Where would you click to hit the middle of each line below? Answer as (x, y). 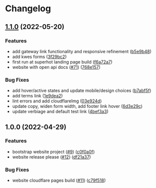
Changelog (28, 9)
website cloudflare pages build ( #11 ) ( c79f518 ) (59, 181)
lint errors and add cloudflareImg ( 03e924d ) (57, 101)
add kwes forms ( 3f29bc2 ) (39, 57)
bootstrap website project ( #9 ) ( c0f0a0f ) (53, 152)
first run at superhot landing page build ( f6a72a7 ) (62, 62)
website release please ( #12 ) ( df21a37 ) (51, 157)
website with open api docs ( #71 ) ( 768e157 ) (56, 67)
